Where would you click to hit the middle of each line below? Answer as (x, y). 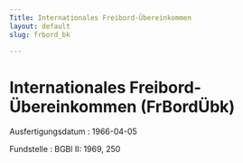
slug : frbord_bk (40, 34)
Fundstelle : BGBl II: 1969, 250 (65, 149)
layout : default (40, 26)
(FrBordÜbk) (187, 106)
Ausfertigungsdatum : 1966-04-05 (73, 131)
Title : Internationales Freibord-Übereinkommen (101, 18)
